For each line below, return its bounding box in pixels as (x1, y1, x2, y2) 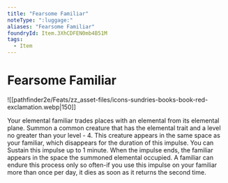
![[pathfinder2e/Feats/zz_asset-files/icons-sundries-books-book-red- (7, 95, 208, 104)
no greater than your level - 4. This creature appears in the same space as (7, 131, 221, 139)
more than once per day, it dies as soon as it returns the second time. (7, 168, 207, 176)
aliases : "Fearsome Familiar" (7, 23, 96, 30)
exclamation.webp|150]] (7, 102, 77, 111)
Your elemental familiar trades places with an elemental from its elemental (7, 116, 220, 125)
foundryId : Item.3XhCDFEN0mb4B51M (7, 29, 108, 37)
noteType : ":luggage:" (7, 17, 73, 24)
